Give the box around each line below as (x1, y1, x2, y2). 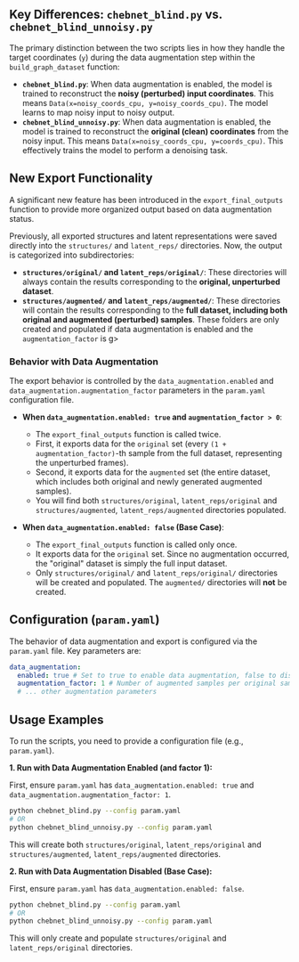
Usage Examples (9, 712, 104, 727)
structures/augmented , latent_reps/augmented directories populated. (35, 504, 287, 515)
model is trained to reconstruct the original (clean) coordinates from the (21, 126, 289, 136)
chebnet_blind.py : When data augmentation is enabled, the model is (21, 78, 273, 89)
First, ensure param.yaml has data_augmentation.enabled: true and (9, 779, 255, 791)
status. (9, 213, 35, 224)
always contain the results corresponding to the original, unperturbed (21, 276, 280, 287)
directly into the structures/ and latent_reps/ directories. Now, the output (9, 240, 283, 250)
